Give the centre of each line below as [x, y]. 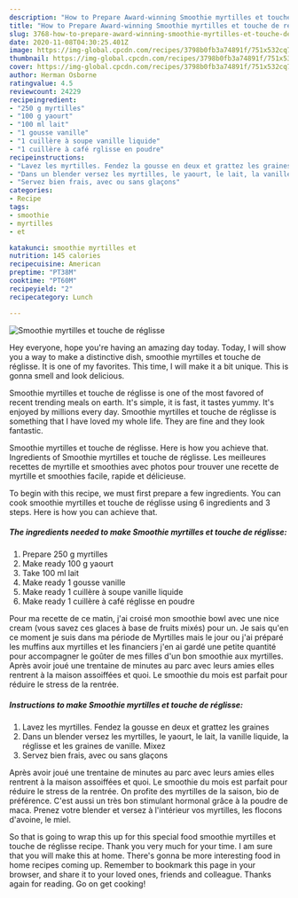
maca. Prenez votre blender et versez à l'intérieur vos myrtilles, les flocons [145, 810]
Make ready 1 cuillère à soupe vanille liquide [102, 592]
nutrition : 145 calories [55, 256]
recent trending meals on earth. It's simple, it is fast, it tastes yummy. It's [142, 402]
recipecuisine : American [55, 264]
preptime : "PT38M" [43, 273]
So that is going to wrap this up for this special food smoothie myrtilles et [143, 837]
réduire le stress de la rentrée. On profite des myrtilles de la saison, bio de [144, 792]
